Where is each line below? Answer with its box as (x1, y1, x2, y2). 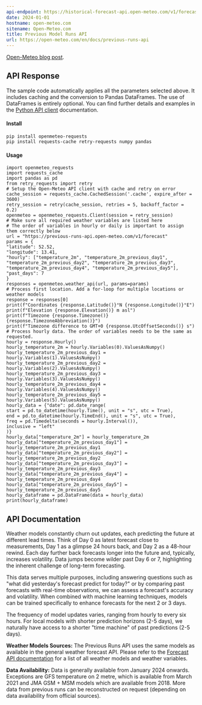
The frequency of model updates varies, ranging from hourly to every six (6, 611, 186, 619)
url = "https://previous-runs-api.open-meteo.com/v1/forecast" (6, 234, 168, 240)
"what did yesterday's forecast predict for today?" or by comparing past (6, 580, 185, 587)
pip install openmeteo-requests (6, 133, 87, 139)
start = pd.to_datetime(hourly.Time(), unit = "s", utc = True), (6, 408, 173, 414)
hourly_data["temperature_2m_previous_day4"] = (6, 471, 128, 477)
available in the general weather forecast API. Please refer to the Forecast (6, 648, 189, 656)
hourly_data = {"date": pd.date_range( (6, 403, 106, 409)
